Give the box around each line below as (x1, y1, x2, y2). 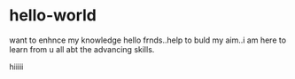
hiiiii (9, 61, 24, 72)
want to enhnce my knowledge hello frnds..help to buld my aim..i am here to (9, 35, 286, 45)
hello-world (9, 5, 97, 26)
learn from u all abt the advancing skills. (9, 43, 155, 54)
